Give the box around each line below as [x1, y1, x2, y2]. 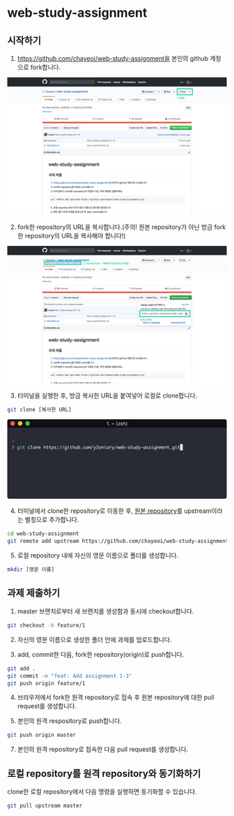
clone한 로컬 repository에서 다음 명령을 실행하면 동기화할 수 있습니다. [7, 787, 197, 796]
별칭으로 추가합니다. [24, 516, 79, 524]
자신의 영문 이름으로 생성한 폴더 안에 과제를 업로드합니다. [17, 635, 172, 643]
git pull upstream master [7, 802, 82, 810]
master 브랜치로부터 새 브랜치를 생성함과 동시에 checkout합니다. [17, 606, 194, 615]
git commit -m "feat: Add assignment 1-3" [7, 672, 132, 679]
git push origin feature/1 [7, 680, 86, 687]
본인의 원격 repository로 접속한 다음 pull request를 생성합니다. [17, 745, 189, 754]
